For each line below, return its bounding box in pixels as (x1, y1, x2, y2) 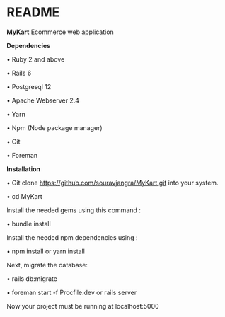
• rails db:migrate (6, 274, 58, 283)
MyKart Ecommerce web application (6, 28, 114, 36)
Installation (6, 164, 40, 173)
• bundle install (6, 219, 51, 228)
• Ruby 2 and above (6, 54, 65, 64)
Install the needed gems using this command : (6, 206, 141, 214)
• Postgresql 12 (6, 82, 52, 91)
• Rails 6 (6, 69, 32, 77)
